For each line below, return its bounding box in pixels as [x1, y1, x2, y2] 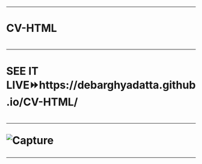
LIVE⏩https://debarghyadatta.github [6, 78, 196, 92]
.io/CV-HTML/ [6, 95, 78, 109]
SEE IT [6, 64, 39, 78]
